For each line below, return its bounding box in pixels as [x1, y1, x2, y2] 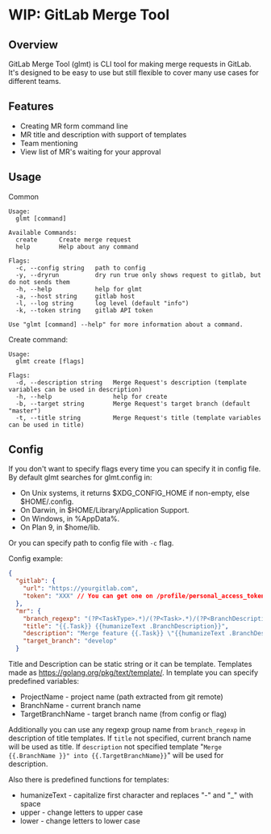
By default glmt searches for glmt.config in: [8, 472, 152, 482]
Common [8, 191, 39, 201]
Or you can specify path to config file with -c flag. [8, 539, 174, 548]
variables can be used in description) [8, 385, 143, 393]
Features [8, 99, 54, 114]
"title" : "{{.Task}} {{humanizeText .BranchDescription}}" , [23, 622, 229, 631]
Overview [8, 38, 59, 52]
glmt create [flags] [15, 357, 85, 365]
